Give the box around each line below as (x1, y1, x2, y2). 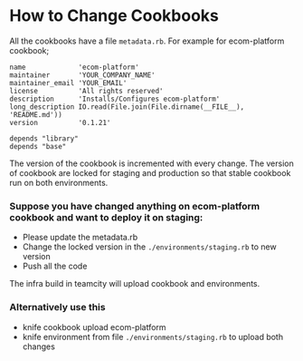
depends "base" (9, 141, 67, 151)
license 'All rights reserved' (9, 86, 165, 95)
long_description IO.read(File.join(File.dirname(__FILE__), (9, 102, 245, 112)
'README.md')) (9, 110, 63, 119)
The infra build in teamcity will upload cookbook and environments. (9, 278, 260, 289)
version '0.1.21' (9, 118, 111, 127)
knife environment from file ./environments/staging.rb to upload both (22, 331, 283, 342)
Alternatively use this (9, 301, 106, 314)
